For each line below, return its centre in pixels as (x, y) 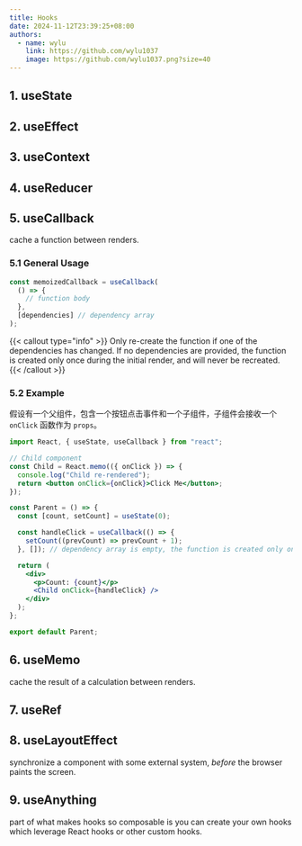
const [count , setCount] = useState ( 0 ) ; (94, 517)
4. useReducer (51, 188)
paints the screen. (43, 771)
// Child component (46, 459)
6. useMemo (45, 660)
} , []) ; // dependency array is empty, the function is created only (150, 549)
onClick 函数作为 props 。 (55, 425)
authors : (26, 34)
